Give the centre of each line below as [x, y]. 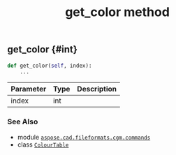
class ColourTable [43, 145]
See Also [23, 121]
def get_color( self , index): [50, 66]
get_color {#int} [43, 50]
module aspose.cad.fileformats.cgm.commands [84, 137]
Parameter [29, 89]
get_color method [117, 12]
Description [97, 89]
